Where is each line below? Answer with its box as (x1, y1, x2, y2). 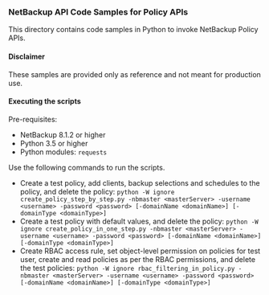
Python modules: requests (19, 147, 107, 157)
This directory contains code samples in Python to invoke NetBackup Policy (8, 25, 259, 35)
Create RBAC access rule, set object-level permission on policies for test (19, 246, 261, 256)
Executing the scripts (8, 96, 82, 106)
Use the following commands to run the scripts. (8, 162, 165, 172)
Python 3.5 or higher (19, 138, 88, 148)
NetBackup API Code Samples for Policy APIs (8, 6, 189, 18)
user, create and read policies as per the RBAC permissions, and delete (19, 254, 255, 264)
